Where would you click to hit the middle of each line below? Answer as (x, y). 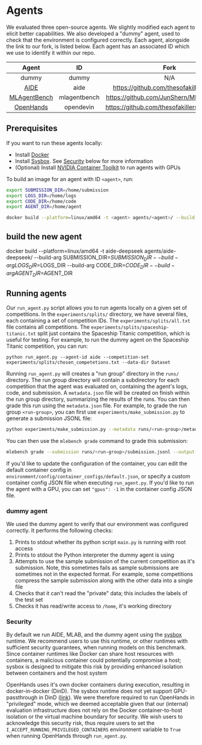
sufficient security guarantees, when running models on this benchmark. (96, 648)
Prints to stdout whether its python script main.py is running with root (100, 542)
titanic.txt (21, 334)
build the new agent (44, 236)
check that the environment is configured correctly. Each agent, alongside (98, 40)
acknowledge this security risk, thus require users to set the (81, 723)
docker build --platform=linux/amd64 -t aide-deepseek (75, 251)
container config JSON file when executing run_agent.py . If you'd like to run (100, 483)
